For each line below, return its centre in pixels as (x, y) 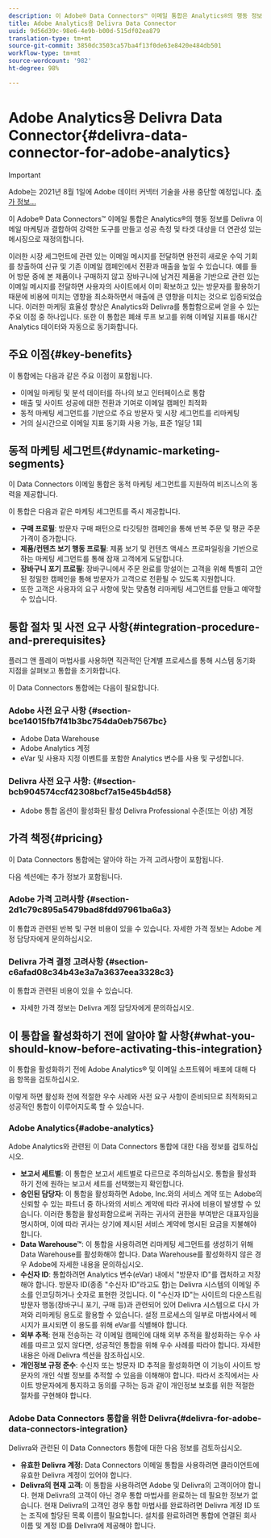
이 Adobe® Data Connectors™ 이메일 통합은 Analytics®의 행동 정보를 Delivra (131, 219)
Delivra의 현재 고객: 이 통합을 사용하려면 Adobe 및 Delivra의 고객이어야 (133, 1485)
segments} (37, 463)
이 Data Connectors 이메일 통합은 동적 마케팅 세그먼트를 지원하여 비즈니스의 (129, 484)
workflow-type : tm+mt (45, 53)
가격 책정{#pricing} (56, 838)
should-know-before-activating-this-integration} (135, 1049)
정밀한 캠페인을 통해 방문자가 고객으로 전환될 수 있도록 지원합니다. (132, 579)
